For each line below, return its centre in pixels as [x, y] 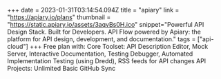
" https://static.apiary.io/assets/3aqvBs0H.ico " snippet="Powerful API [106, 24]
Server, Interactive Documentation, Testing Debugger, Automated [100, 54]
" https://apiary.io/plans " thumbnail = [59, 17]
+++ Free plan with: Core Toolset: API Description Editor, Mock [119, 46]
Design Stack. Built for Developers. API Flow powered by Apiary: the [104, 32]
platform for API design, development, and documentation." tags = [102, 39]
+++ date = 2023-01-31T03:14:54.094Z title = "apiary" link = [93, 10]
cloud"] [18, 46]
